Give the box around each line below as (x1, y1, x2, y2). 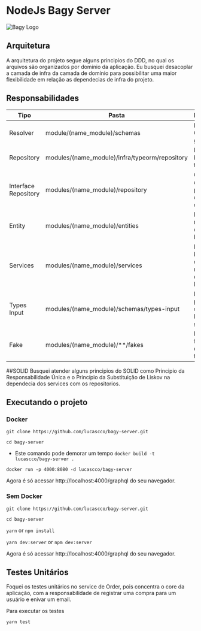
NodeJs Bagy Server (6, 4, 111, 17)
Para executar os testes (6, 608, 65, 615)
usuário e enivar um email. (6, 596, 72, 603)
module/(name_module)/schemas (45, 128, 141, 137)
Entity (9, 221, 26, 230)
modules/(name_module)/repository (45, 185, 148, 194)
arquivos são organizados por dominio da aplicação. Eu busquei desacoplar (6, 63, 193, 70)
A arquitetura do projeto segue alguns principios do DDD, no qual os (6, 56, 175, 64)
